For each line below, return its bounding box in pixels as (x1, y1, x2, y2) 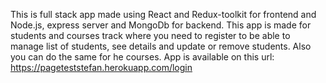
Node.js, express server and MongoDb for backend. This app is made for (10, 19, 312, 31)
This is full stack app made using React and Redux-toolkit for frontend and (10, 9, 317, 20)
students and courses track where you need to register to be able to (10, 30, 291, 41)
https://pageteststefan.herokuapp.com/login (10, 62, 193, 73)
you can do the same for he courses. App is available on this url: (10, 51, 275, 63)
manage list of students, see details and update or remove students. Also (10, 40, 312, 52)
